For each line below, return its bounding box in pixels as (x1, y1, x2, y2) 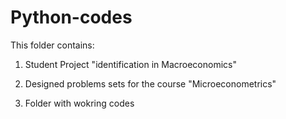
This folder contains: (10, 39, 95, 51)
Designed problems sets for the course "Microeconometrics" (24, 77, 277, 90)
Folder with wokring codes (24, 97, 135, 109)
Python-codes (10, 6, 133, 29)
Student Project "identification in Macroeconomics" (24, 58, 237, 70)
